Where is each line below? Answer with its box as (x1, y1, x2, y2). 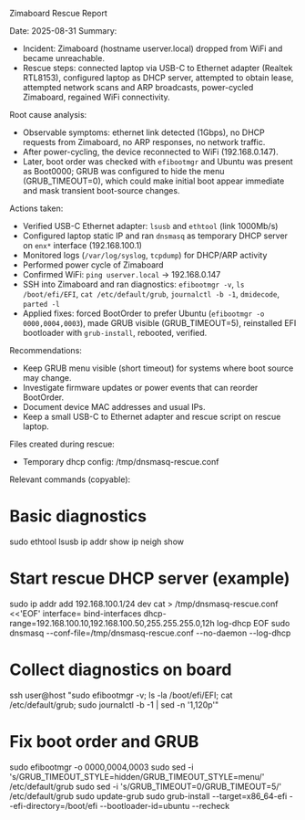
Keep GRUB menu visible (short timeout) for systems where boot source (22, 363, 294, 373)
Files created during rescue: (9, 438, 116, 449)
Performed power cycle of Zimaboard (22, 259, 164, 270)
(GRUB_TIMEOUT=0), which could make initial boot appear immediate (22, 175, 285, 186)
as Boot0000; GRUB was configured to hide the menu (22, 166, 225, 176)
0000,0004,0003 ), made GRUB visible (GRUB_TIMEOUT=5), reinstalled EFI (22, 318, 297, 328)
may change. (22, 373, 72, 383)
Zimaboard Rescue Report (9, 8, 107, 18)
